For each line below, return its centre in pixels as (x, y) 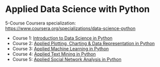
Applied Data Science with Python (77, 9)
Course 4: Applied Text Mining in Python (54, 54)
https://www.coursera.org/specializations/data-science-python (70, 28)
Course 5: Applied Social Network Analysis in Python (67, 59)
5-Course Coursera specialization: (40, 23)
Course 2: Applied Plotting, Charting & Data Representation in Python (83, 43)
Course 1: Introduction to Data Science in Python (62, 38)
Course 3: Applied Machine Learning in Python (60, 48)
